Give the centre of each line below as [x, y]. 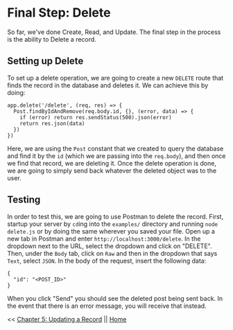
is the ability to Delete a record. [52, 39]
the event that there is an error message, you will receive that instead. [107, 306]
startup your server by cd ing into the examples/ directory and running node [113, 224]
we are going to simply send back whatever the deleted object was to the [112, 171]
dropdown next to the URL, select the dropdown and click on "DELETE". [110, 246]
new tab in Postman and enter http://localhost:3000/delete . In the [104, 238]
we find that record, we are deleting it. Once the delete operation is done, [112, 163]
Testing [24, 200]
